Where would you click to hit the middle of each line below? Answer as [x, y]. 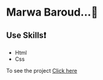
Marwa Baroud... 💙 [52, 12]
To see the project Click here [42, 71]
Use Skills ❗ [26, 35]
